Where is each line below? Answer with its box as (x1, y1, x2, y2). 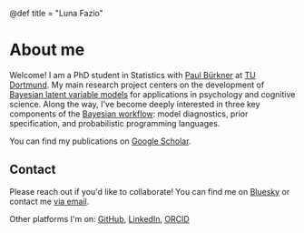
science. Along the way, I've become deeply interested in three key (9, 98, 260, 109)
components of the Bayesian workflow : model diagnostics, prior (9, 108, 249, 119)
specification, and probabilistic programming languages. (9, 117, 221, 128)
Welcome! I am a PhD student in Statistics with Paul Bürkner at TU (9, 69, 256, 80)
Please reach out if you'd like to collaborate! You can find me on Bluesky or (9, 186, 290, 197)
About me (9, 40, 85, 60)
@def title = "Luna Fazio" (9, 8, 104, 18)
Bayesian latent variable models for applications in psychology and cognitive (9, 88, 296, 99)
